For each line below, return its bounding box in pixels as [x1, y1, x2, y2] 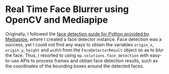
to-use [5, 57, 19, 63]
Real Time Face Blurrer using [5, 4, 129, 15]
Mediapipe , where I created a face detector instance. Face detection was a [5, 36, 162, 42]
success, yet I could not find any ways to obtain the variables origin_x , [5, 41, 154, 47]
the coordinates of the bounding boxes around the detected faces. [5, 63, 145, 69]
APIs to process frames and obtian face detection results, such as [20, 57, 158, 63]
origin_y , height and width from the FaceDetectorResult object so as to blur [5, 47, 164, 53]
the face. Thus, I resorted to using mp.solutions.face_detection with [5, 52, 149, 58]
